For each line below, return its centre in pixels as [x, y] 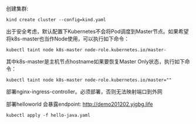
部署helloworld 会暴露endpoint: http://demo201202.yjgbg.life [80, 104]
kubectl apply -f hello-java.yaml [48, 115]
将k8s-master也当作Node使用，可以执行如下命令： [68, 39]
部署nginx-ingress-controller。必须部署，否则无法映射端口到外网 [84, 92]
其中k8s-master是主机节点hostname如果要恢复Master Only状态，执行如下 [95, 61]
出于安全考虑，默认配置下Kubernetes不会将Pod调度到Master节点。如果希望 [97, 31]
